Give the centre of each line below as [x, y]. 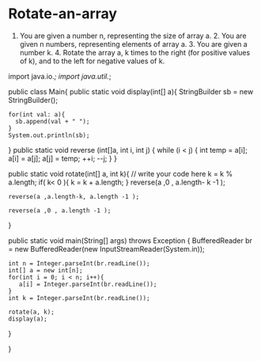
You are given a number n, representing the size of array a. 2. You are [133, 36]
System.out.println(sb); [49, 135]
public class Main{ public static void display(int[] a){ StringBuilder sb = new [131, 91]
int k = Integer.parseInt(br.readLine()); [79, 298]
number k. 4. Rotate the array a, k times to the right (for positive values [135, 52]
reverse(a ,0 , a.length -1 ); [60, 211]
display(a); [28, 319]
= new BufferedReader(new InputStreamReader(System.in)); [107, 249]
